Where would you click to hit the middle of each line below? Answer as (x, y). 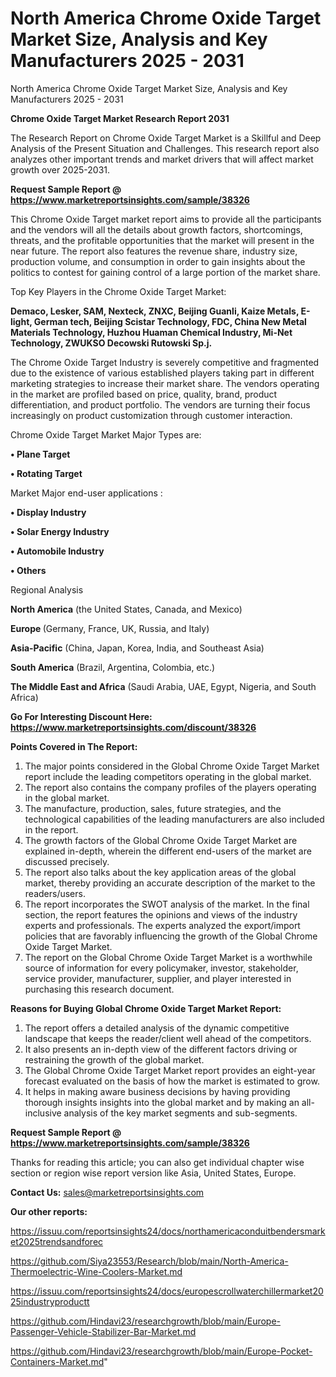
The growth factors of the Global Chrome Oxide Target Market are (161, 840)
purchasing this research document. (99, 989)
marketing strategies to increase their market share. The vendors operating (165, 383)
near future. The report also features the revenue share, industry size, (154, 251)
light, (21, 321)
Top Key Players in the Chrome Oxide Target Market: (118, 291)
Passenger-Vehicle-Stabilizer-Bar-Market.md (103, 1331)
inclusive (43, 1113)
